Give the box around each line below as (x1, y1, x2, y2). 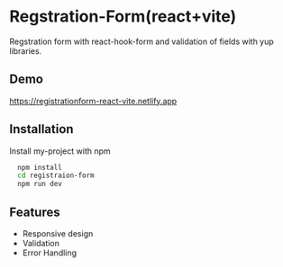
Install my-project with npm (9, 146, 111, 156)
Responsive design (22, 228, 94, 239)
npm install (17, 163, 63, 172)
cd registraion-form (17, 171, 95, 181)
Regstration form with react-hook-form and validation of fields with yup (9, 36, 275, 47)
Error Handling (22, 247, 78, 258)
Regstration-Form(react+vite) (9, 6, 237, 27)
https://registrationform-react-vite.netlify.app (9, 95, 178, 106)
